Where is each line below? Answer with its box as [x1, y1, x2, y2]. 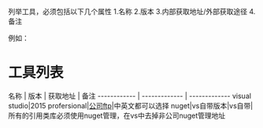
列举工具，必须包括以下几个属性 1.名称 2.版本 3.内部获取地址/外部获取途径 [8, 7, 248, 16]
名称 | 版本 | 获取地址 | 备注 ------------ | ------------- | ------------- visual [8, 91, 252, 101]
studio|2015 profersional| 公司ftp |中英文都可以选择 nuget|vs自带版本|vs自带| [8, 101, 254, 110]
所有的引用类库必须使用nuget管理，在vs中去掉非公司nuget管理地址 [8, 111, 226, 120]
